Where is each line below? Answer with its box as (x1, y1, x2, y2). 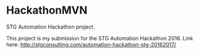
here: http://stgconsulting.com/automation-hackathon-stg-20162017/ (6, 41, 176, 48)
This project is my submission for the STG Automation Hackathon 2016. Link (6, 34, 193, 42)
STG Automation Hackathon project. (6, 23, 95, 30)
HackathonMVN (6, 4, 88, 17)
